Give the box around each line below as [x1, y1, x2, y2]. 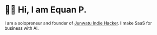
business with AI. [4, 25, 39, 31]
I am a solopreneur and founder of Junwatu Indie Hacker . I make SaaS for [4, 20, 152, 26]
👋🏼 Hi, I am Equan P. [4, 4, 87, 15]
